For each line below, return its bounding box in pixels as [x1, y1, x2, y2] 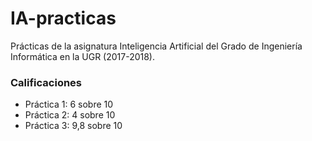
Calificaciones [10, 75, 83, 89]
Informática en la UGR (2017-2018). [10, 50, 156, 62]
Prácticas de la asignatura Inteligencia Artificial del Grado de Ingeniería [10, 40, 303, 52]
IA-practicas [10, 7, 117, 30]
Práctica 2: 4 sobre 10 [24, 109, 116, 121]
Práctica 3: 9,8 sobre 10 [24, 120, 123, 132]
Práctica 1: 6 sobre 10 [24, 98, 114, 111]
